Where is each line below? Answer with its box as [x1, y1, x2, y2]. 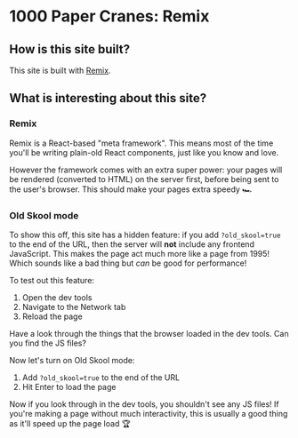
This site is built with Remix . [9, 65, 111, 76]
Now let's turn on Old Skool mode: [9, 354, 135, 365]
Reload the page [21, 311, 83, 322]
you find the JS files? [9, 338, 87, 348]
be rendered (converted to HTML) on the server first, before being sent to [9, 173, 279, 184]
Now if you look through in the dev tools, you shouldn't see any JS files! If [9, 398, 279, 410]
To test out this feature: [9, 275, 95, 285]
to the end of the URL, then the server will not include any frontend [9, 238, 255, 250]
